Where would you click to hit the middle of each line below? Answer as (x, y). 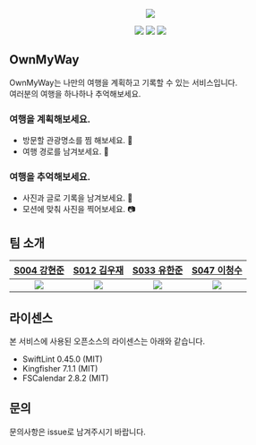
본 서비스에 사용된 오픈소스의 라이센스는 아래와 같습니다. (107, 341)
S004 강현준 (39, 270)
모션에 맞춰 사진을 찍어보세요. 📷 (79, 210)
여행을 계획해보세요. (50, 119)
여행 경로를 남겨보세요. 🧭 (65, 151)
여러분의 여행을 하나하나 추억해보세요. (75, 93)
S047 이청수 (217, 270)
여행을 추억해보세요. (50, 177)
